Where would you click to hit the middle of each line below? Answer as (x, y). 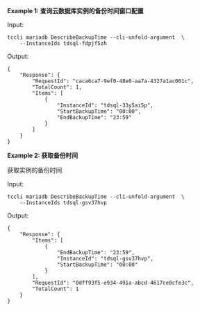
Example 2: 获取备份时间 (43, 155)
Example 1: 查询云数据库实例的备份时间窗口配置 (75, 11)
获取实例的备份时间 (35, 170)
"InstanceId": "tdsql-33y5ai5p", (105, 105)
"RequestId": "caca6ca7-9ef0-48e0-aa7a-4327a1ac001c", (113, 81)
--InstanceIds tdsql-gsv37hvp (64, 203)
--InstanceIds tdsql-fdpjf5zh (64, 44)
